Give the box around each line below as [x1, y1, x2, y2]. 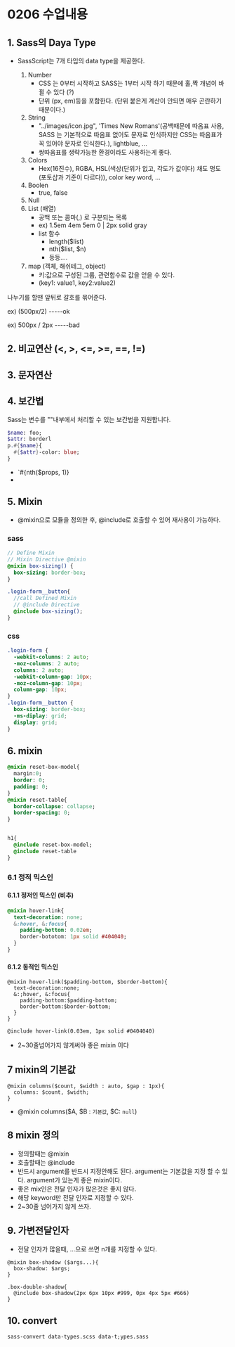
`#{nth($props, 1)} [17, 468, 70, 476]
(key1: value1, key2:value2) [38, 279, 116, 287]
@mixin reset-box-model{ [7, 764, 80, 771]
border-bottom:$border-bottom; [20, 1003, 112, 1010]
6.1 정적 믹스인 [7, 872, 54, 882]
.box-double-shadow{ [7, 1283, 68, 1291]
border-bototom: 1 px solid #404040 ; [20, 933, 128, 940]
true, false [38, 189, 68, 197]
